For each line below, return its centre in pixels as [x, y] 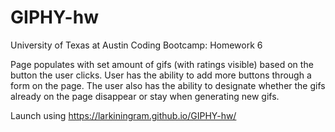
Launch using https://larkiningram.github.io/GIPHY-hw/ [123, 115]
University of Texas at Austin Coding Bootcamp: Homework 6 [136, 45]
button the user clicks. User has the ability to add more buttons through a [161, 75]
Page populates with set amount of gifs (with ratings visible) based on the [162, 64]
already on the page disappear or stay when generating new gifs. [145, 96]
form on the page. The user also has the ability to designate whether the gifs [168, 85]
